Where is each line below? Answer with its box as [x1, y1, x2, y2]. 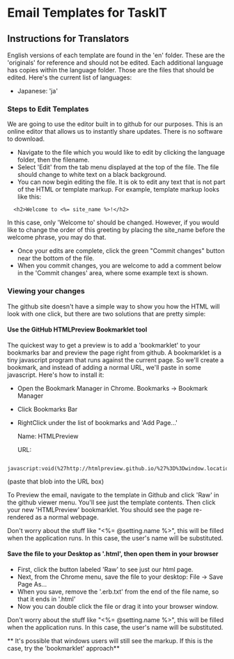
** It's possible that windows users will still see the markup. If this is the [7, 637, 214, 645]
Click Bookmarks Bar [17, 405, 78, 413]
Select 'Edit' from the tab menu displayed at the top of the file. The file [17, 163, 219, 171]
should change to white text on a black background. [17, 171, 167, 179]
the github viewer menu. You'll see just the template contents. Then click [7, 498, 216, 506]
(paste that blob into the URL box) [7, 477, 104, 486]
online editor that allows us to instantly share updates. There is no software [7, 127, 223, 136]
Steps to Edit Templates [7, 104, 89, 114]
